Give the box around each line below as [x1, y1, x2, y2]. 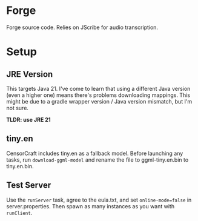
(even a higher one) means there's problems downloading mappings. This [6, 91, 191, 99]
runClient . [6, 209, 33, 216]
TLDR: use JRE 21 [6, 116, 51, 123]
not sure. [6, 104, 29, 111]
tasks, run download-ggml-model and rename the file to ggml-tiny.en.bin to [6, 156, 189, 163]
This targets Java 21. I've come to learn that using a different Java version [6, 85, 191, 92]
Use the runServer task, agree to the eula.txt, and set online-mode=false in [6, 196, 192, 203]
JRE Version [6, 69, 53, 79]
